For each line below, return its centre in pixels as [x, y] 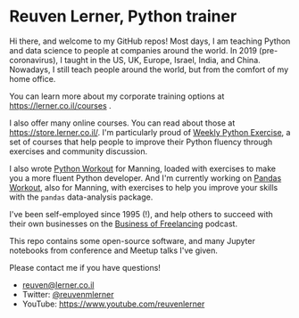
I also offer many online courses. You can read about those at [122, 123]
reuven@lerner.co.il [58, 285]
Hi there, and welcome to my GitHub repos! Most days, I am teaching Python [150, 41]
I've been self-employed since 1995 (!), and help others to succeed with [141, 214]
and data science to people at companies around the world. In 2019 [133, 50]
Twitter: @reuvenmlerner [68, 294]
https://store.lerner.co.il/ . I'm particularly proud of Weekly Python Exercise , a [150, 132]
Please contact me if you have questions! [85, 267]
